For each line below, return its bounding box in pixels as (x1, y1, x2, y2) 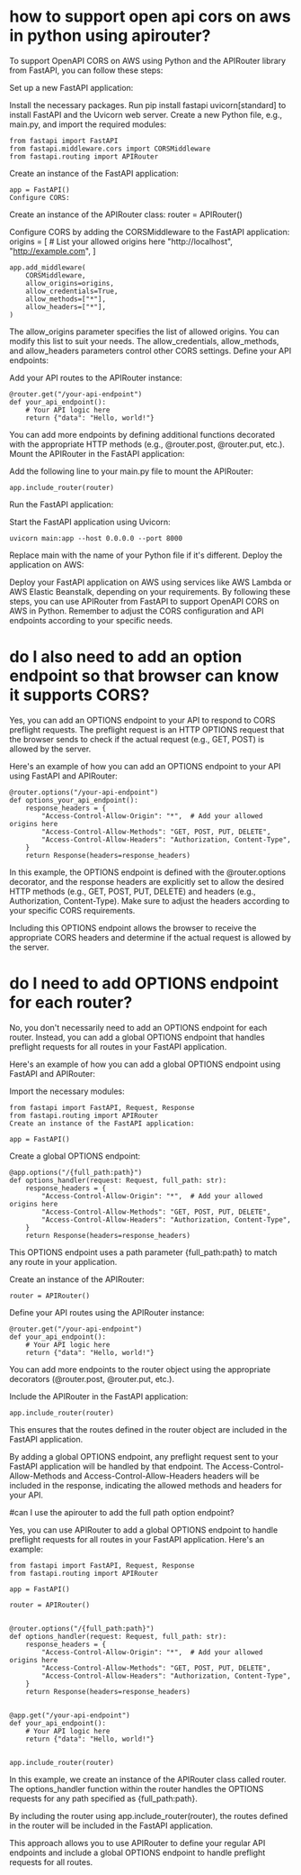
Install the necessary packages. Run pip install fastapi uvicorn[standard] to (9, 99, 287, 110)
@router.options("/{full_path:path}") (9, 1624, 155, 1633)
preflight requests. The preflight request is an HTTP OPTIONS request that (9, 724, 285, 735)
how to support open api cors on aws (9, 6, 291, 27)
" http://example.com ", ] (9, 245, 96, 256)
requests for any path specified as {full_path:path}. (9, 1793, 198, 1804)
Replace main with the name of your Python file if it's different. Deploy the (9, 550, 283, 560)
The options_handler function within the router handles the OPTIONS (9, 1783, 264, 1794)
